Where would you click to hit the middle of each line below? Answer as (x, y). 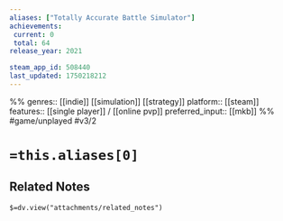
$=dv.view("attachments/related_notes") (87, 207)
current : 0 (33, 34)
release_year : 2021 (46, 51)
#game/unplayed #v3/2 (53, 120)
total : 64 (32, 43)
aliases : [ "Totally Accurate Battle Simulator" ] (102, 18)
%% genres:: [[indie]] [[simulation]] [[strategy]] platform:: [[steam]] (134, 101)
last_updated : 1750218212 (58, 76)
